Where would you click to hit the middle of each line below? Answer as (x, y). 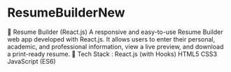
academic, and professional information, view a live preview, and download (115, 46)
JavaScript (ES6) (31, 61)
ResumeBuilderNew (66, 13)
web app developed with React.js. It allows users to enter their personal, (111, 39)
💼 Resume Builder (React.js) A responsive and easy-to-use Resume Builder (115, 32)
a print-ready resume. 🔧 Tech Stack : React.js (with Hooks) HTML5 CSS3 (112, 54)
